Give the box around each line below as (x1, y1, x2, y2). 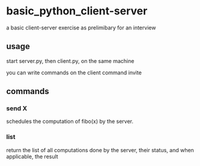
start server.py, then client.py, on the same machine (6, 57, 135, 64)
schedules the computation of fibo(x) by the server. (6, 118, 134, 125)
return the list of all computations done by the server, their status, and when (6, 146, 194, 153)
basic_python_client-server (6, 4, 148, 18)
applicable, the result (6, 153, 58, 160)
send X (6, 104, 28, 113)
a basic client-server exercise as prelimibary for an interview (6, 24, 156, 31)
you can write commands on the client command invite (6, 69, 142, 76)
